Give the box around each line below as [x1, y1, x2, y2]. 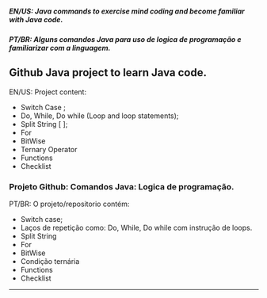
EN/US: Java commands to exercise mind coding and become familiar [9, 6, 245, 16]
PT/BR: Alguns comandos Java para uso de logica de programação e [9, 34, 242, 44]
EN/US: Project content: [9, 87, 86, 97]
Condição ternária [20, 257, 80, 266]
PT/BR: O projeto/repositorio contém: [9, 199, 130, 209]
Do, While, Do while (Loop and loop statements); [20, 111, 179, 120]
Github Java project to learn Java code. [9, 66, 207, 79]
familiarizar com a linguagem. [9, 43, 111, 52]
